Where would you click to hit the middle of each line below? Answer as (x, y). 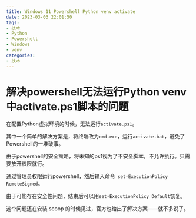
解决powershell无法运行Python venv (97, 92)
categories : (21, 55)
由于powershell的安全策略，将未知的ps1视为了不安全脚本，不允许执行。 (93, 156)
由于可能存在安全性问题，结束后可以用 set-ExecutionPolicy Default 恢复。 (96, 196)
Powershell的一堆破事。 (35, 144)
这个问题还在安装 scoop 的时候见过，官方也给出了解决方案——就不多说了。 (98, 209)
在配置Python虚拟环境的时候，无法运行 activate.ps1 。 (72, 124)
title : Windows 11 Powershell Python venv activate (71, 11)
